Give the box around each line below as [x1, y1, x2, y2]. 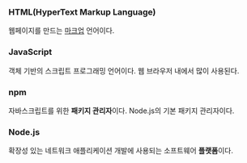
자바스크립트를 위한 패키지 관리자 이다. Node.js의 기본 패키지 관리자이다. [8, 106, 235, 115]
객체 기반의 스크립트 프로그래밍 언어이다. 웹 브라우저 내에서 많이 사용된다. [8, 65, 240, 75]
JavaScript [8, 47, 53, 58]
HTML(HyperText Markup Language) [8, 6, 156, 18]
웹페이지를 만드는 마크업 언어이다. [8, 26, 115, 36]
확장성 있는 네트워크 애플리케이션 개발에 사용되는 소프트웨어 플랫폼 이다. [8, 146, 233, 156]
